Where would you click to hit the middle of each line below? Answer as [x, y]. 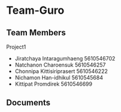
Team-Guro [35, 10]
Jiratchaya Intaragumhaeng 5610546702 [65, 58]
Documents [28, 103]
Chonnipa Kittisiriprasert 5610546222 [61, 71]
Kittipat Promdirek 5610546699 [54, 84]
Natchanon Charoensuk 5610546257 [60, 65]
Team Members [36, 33]
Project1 [16, 47]
